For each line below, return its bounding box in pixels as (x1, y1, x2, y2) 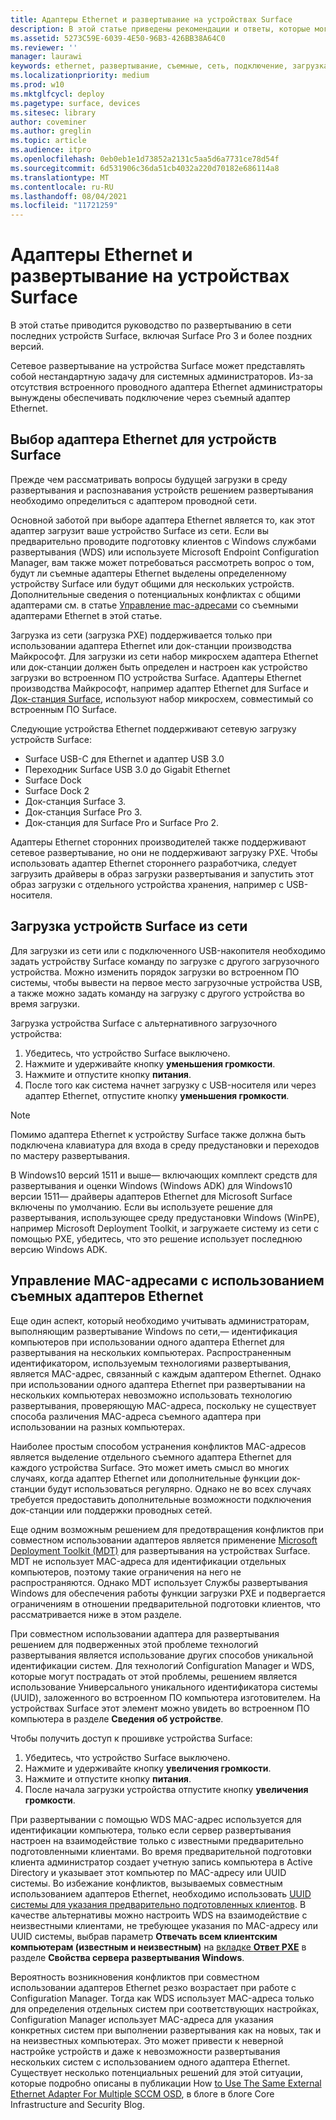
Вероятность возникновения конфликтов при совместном (10, 1971, 260, 1983)
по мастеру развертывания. (10, 1149, 130, 1161)
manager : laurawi (10, 52, 83, 62)
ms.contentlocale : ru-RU (10, 182, 114, 192)
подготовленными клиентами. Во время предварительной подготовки (10, 1845, 312, 1857)
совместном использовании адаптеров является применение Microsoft (10, 1534, 318, 1546)
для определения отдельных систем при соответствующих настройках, (10, 2002, 320, 2015)
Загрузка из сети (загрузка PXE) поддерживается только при (10, 629, 273, 641)
